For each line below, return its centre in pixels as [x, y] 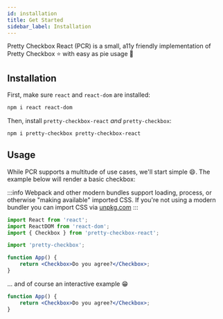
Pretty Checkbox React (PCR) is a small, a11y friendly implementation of [109, 46]
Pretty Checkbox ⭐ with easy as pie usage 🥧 [70, 54]
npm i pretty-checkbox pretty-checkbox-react [74, 134]
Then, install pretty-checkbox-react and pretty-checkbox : [89, 121]
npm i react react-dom [40, 108]
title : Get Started [35, 20]
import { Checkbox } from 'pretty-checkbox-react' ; [83, 233]
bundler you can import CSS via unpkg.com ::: [73, 207]
